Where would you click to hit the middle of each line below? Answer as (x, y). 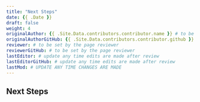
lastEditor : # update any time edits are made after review (83, 56)
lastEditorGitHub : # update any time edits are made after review (91, 61)
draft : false (22, 23)
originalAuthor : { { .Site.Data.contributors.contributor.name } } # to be (100, 34)
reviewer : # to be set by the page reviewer (63, 45)
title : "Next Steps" (32, 12)
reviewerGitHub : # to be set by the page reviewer (71, 51)
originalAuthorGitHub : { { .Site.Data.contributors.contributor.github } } (100, 39)
